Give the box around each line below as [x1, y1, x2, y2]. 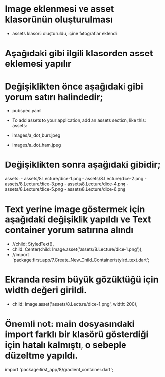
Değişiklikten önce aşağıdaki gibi [5, 81, 143, 92]
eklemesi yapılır [5, 58, 72, 70]
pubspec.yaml [12, 108, 41, 114]
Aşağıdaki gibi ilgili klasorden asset [5, 48, 153, 59]
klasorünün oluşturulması [5, 14, 113, 25]
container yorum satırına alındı [5, 224, 134, 236]
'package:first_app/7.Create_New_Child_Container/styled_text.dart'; [12, 257, 150, 263]
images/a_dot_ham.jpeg [12, 142, 61, 148]
